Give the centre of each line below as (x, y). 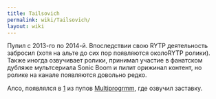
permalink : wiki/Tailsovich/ (49, 20)
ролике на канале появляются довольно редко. (77, 75)
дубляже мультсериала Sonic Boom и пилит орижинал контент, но (105, 68)
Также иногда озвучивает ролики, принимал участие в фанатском (105, 60)
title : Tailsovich (33, 13)
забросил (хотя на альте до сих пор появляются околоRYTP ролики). (109, 53)
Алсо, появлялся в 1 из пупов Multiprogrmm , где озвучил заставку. (105, 88)
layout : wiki (26, 26)
